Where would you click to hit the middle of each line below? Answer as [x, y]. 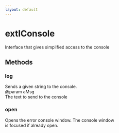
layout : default [21, 9]
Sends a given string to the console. [41, 87]
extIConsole [30, 33]
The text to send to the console [36, 97]
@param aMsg [20, 92]
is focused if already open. [32, 125]
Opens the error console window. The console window [60, 120]
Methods [19, 62]
